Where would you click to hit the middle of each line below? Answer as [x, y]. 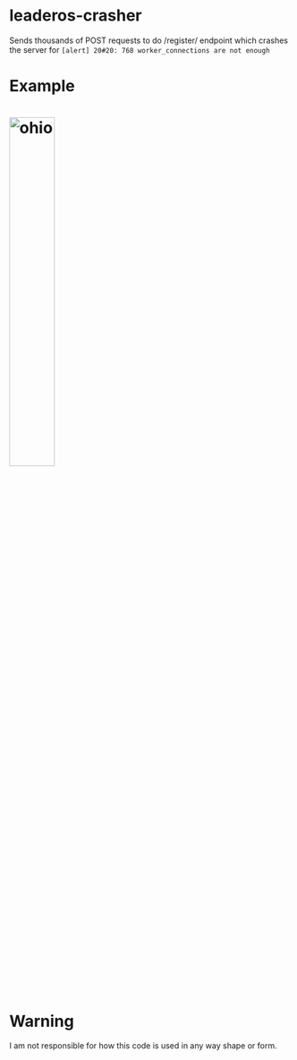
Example [42, 86]
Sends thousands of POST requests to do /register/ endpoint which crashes [149, 40]
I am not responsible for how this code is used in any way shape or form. [143, 1046]
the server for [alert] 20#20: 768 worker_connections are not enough [140, 49]
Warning [42, 1021]
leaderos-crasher [76, 16]
